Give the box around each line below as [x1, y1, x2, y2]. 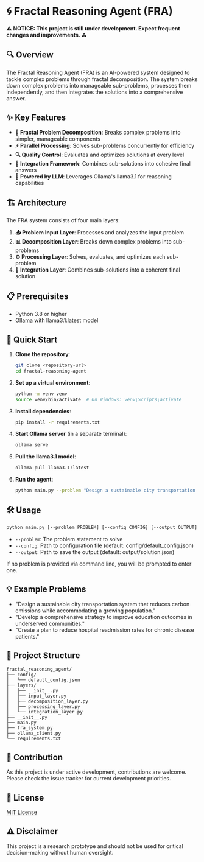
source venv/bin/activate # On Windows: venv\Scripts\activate [15, 396, 182, 402]
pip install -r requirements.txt [15, 419, 100, 426]
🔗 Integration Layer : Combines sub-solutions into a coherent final [15, 266, 181, 273]
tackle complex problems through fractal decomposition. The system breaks [6, 75, 198, 83]
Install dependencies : [15, 407, 71, 415]
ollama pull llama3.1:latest [15, 464, 90, 471]
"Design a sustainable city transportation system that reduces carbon [15, 600, 190, 608]
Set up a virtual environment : [15, 379, 90, 386]
